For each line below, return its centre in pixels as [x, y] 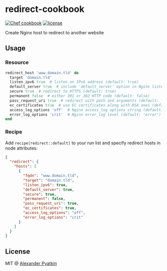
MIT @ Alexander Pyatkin [31, 264]
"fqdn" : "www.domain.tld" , [51, 176]
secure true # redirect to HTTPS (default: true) [63, 91]
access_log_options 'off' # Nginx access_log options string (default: [86, 110]
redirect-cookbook [45, 9]
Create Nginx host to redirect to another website [55, 32]
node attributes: [22, 148]
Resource [17, 62]
